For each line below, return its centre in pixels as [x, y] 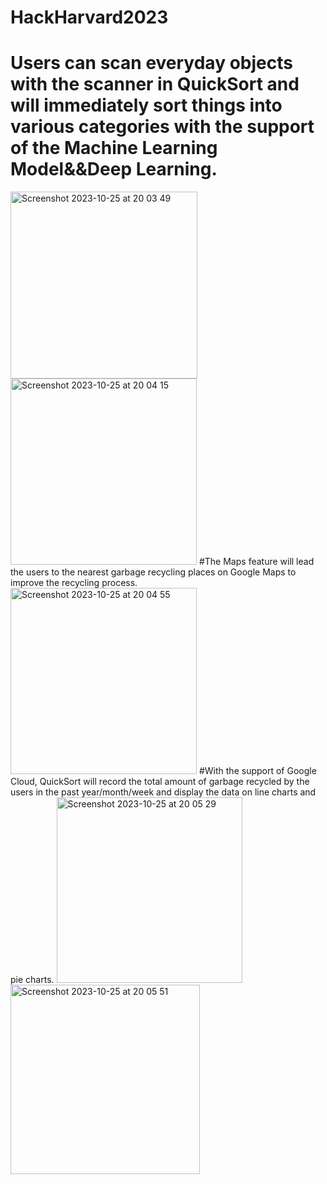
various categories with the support [162, 127]
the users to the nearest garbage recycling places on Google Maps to [153, 572]
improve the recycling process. [74, 583]
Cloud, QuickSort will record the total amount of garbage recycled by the [160, 782]
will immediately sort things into [146, 105]
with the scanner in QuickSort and [155, 84]
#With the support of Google [257, 771]
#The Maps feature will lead [256, 562]
